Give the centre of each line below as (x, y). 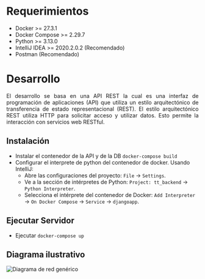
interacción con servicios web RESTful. (56, 122)
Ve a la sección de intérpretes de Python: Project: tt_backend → (106, 182)
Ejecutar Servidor (40, 221)
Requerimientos (48, 11)
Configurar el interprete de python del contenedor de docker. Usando (103, 162)
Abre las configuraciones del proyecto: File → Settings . (95, 175)
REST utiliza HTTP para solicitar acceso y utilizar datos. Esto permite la (103, 115)
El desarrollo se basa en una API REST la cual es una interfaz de (103, 95)
